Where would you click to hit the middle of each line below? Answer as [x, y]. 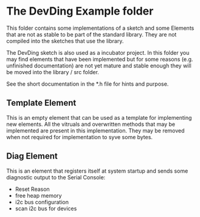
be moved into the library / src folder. [53, 72]
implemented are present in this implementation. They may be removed [95, 130]
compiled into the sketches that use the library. [65, 41]
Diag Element [32, 156]
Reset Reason [32, 189]
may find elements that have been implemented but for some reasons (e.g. [100, 59]
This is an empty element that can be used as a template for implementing [99, 117]
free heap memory [38, 195]
